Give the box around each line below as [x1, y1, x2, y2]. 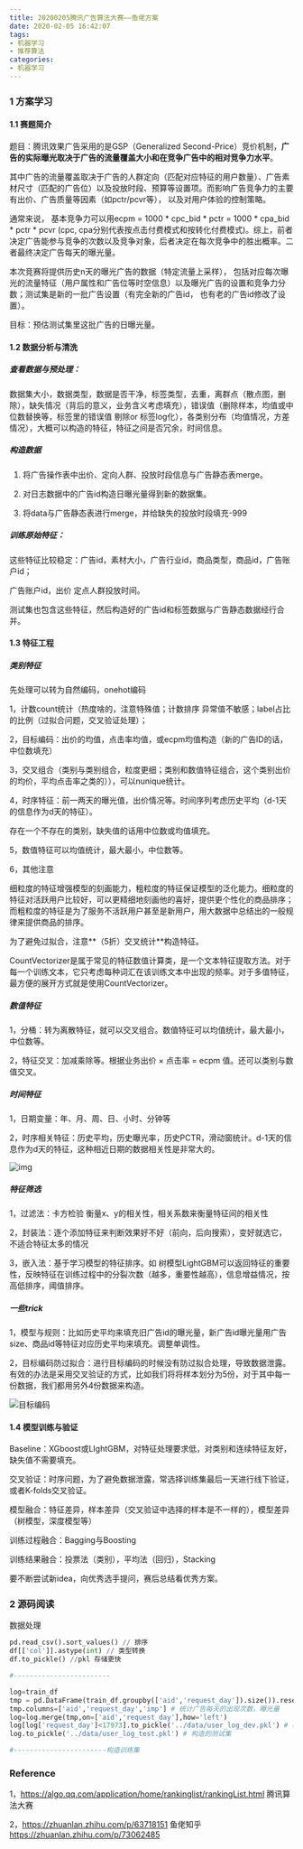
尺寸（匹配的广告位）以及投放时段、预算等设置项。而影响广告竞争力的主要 [16, 182, 294, 193]
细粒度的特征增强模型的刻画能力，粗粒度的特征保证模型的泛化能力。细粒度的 [9, 883, 294, 894]
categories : [9, 55, 54, 64]
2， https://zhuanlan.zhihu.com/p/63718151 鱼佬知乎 [9, 1819, 202, 1830]
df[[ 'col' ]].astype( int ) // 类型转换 [9, 1647, 146, 1656]
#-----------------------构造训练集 [9, 1746, 141, 1755]
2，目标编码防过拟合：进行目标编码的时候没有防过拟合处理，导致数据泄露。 [9, 1357, 291, 1368]
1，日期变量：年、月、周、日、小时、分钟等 [9, 1113, 171, 1124]
